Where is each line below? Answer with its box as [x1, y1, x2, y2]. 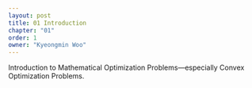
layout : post [8, 11, 52, 20]
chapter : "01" [8, 26, 55, 34]
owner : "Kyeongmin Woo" [8, 41, 87, 49]
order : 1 [8, 33, 37, 42]
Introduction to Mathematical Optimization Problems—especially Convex [8, 63, 245, 72]
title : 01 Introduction [8, 19, 87, 27]
